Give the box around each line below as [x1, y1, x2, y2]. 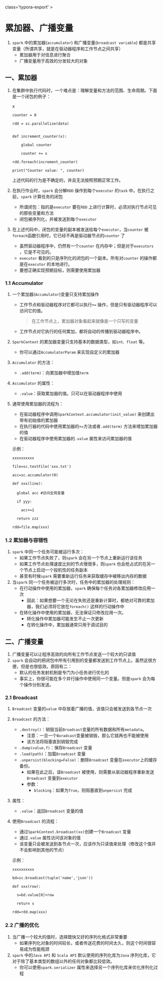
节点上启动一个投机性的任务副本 [23, 567, 88, 573]
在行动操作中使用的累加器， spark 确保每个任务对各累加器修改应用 [19, 585, 151, 591]
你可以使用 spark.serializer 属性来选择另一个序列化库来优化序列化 [19, 964, 154, 970]
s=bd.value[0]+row [17, 893, 54, 898]
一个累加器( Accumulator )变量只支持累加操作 [12, 292, 99, 297]
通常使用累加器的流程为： [12, 401, 64, 407]
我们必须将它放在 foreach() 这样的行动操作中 [35, 604, 125, 610]
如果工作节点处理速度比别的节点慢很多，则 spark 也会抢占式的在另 [19, 561, 151, 567]
